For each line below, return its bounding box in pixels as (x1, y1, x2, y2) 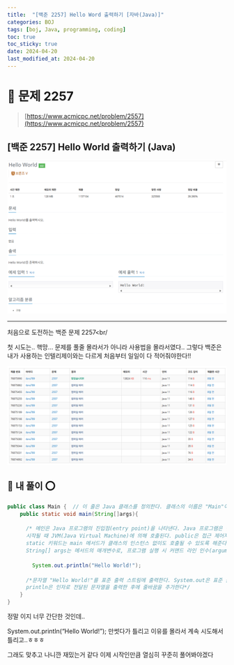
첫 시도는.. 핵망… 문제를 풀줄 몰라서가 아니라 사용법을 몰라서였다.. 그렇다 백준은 (7, 342, 222, 351)
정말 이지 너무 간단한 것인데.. (7, 612, 86, 620)
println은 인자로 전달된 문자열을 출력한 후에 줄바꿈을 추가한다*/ (25, 584, 191, 591)
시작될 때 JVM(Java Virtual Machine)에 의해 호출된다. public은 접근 (25, 533, 212, 540)
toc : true (7, 33, 36, 40)
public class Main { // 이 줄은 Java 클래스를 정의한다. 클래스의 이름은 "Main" (7, 503, 224, 510)
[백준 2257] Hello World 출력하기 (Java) (7, 142, 176, 153)
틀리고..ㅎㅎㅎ (7, 636, 45, 644)
